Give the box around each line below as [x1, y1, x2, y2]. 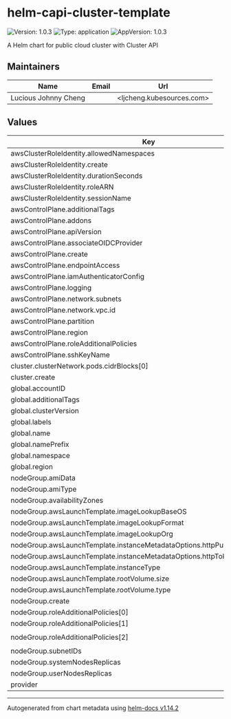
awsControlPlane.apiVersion [10, 227, 102, 236]
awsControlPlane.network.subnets [10, 294, 122, 304]
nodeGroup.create [10, 596, 70, 605]
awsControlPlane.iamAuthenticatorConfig [10, 271, 145, 281]
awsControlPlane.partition [10, 316, 95, 326]
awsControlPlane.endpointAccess [10, 260, 120, 270]
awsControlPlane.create [10, 249, 88, 259]
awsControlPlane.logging [10, 282, 92, 292]
